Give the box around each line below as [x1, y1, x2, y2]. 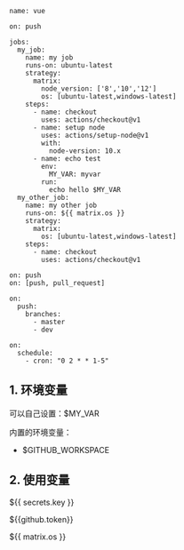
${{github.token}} [9, 514, 74, 524]
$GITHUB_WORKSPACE [21, 444, 109, 455]
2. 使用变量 [9, 473, 70, 488]
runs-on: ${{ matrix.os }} [25, 209, 125, 218]
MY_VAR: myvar [48, 170, 101, 179]
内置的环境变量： [9, 426, 72, 437]
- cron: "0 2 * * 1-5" [25, 356, 109, 365]
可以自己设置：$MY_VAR [9, 408, 100, 418]
